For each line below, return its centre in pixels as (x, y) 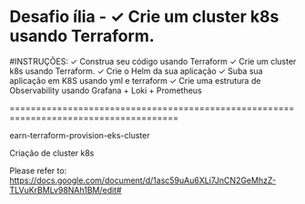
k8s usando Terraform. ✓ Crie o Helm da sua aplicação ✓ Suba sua (136, 71)
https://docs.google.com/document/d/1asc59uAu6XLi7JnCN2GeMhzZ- (143, 180)
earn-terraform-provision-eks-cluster (80, 135)
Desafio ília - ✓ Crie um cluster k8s (144, 17)
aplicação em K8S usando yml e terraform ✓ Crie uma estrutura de (135, 80)
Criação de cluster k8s (52, 153)
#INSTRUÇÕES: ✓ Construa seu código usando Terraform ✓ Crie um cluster (153, 61)
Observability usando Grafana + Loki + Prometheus (106, 90)
